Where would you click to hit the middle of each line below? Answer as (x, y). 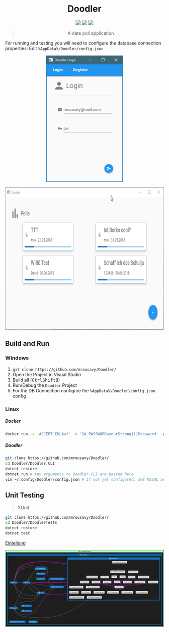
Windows (17, 358)
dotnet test (18, 533)
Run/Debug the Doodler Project (45, 385)
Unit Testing (25, 495)
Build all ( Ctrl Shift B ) (36, 380)
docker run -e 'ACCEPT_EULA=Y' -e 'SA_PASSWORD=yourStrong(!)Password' (82, 434)
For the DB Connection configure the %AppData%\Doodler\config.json (84, 390)
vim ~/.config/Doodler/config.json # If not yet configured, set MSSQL (82, 479)
